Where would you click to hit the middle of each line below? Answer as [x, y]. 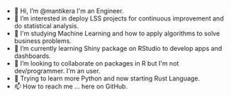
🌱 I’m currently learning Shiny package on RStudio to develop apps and [118, 48]
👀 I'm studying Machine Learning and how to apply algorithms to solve [117, 33]
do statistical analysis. [46, 26]
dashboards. [32, 56]
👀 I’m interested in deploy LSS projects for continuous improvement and [119, 18]
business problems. [43, 41]
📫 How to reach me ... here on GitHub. [71, 86]
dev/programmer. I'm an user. [57, 71]
